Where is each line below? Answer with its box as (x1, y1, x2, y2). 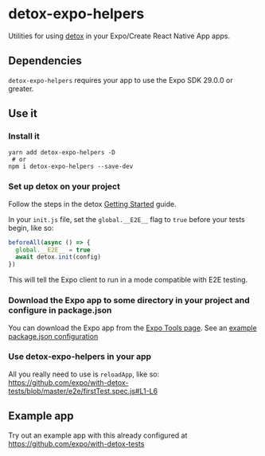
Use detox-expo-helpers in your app (8, 351, 152, 362)
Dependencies (8, 54, 82, 68)
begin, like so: (8, 223, 54, 232)
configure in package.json (8, 305, 112, 316)
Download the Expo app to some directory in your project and (8, 295, 250, 306)
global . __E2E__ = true (15, 246, 91, 254)
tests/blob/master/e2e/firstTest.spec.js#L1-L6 (8, 386, 158, 396)
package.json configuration (8, 331, 99, 341)
